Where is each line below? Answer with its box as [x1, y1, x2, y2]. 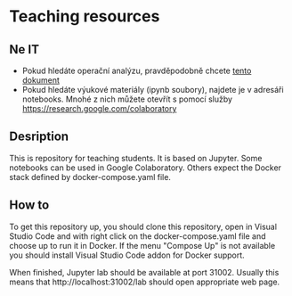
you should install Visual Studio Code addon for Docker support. [9, 250, 245, 260]
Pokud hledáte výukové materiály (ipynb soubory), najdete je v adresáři [21, 85, 284, 95]
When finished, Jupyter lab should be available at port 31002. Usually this [9, 267, 280, 277]
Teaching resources [9, 6, 160, 27]
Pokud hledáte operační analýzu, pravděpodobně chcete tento [21, 65, 252, 76]
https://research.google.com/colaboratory [21, 103, 177, 113]
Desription [9, 129, 69, 144]
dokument [21, 75, 61, 86]
